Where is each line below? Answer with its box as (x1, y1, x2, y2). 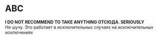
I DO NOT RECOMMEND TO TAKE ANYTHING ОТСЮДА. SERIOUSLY (5, 19, 145, 25)
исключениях (5, 29, 33, 35)
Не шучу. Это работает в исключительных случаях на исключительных (5, 24, 154, 30)
